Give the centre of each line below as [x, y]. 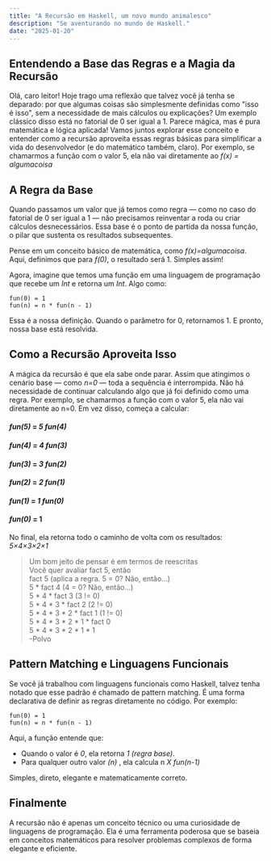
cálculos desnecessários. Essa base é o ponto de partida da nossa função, [134, 226]
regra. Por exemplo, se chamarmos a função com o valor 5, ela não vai [127, 399]
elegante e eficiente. [43, 848]
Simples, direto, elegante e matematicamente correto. [98, 778]
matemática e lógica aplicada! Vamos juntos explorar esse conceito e [124, 130]
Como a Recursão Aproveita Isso [93, 355]
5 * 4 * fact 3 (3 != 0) [64, 596]
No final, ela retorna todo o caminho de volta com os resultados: [116, 537]
